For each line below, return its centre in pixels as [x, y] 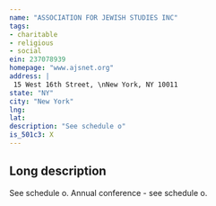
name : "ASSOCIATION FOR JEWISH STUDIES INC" [94, 18]
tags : [19, 26]
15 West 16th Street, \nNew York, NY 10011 [95, 85]
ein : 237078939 [38, 59]
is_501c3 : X [31, 135]
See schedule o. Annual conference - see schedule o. [108, 193]
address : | [30, 76]
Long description [58, 171]
